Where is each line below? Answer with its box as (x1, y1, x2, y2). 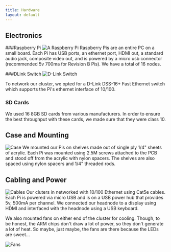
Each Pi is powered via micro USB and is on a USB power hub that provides (5, 195, 163, 201)
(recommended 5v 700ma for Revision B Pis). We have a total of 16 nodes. (5, 61, 161, 67)
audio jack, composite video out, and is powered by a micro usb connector (5, 56, 162, 62)
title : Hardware (5, 7, 40, 13)
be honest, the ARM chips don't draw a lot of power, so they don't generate (5, 221, 164, 227)
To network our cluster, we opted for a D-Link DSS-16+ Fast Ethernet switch (5, 81, 165, 87)
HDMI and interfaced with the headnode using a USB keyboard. (5, 205, 139, 212)
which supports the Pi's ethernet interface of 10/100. (5, 86, 116, 93)
